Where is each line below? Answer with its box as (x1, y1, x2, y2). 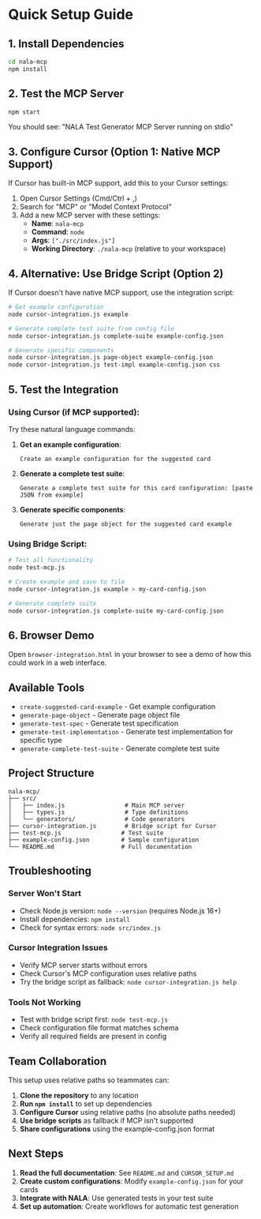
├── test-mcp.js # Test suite (8, 829, 164, 837)
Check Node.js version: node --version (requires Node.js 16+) (19, 906, 222, 915)
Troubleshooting (8, 865, 92, 878)
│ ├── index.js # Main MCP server (8, 801, 185, 809)
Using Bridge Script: (8, 538, 88, 549)
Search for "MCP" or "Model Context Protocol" (19, 202, 172, 212)
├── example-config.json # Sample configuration (8, 835, 199, 844)
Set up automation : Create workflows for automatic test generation (19, 1202, 239, 1211)
